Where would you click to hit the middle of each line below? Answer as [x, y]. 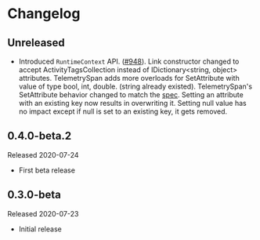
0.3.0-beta [34, 195]
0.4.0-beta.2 [40, 136]
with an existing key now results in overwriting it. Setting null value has [133, 103]
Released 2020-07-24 [43, 155]
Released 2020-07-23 [43, 213]
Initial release [40, 229]
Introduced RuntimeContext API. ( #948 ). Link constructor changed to [129, 61]
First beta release [47, 170]
